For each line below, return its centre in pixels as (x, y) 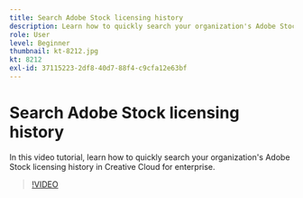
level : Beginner (40, 43)
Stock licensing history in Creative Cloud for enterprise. (112, 166)
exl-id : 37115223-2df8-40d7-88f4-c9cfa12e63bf (98, 69)
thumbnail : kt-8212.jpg (54, 52)
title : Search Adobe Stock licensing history (96, 18)
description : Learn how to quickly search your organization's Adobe (143, 26)
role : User (30, 34)
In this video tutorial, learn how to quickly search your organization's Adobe (150, 157)
